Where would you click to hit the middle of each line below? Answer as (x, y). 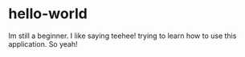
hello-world (48, 14)
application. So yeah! (43, 44)
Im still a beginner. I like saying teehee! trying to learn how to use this (122, 36)
